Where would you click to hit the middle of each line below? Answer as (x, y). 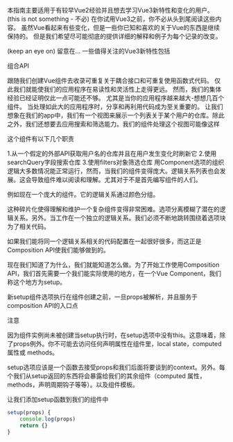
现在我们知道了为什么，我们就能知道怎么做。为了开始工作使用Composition (113, 265)
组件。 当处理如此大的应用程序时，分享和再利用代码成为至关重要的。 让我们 (115, 107)
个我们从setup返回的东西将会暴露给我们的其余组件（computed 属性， (106, 376)
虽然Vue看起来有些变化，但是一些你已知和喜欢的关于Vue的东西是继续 (120, 27)
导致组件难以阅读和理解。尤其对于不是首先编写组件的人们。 (116, 180)
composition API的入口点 (43, 305)
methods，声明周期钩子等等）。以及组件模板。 (73, 385)
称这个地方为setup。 (36, 282)
